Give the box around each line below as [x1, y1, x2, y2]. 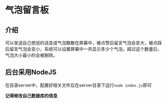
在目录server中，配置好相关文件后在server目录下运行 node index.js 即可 [5, 82, 152, 88]
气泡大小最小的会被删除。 [5, 52, 58, 58]
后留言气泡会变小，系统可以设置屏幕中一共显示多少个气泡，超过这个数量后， [5, 46, 162, 52]
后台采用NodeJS [5, 68, 57, 77]
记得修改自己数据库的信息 [5, 93, 58, 99]
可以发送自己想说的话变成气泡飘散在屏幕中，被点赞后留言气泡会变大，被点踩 [5, 40, 162, 46]
